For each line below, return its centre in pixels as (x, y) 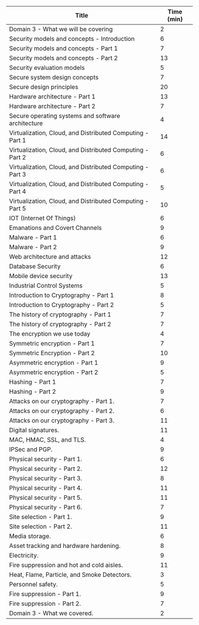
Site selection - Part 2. (41, 526)
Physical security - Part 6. (46, 507)
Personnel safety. (33, 584)
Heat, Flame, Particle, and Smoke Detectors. (70, 575)
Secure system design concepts (54, 77)
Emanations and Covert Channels (55, 228)
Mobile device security (41, 276)
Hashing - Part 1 (33, 382)
